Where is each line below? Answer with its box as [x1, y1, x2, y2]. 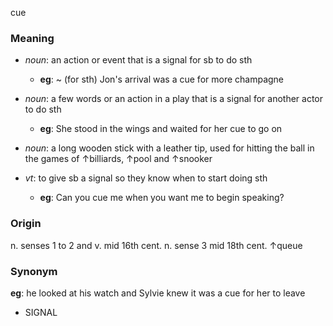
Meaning [10, 31, 55, 45]
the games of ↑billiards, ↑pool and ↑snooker [24, 153, 213, 165]
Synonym [10, 264, 58, 278]
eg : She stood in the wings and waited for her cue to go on [39, 123, 283, 135]
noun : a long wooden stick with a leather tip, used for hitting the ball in [24, 142, 315, 154]
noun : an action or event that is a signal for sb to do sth [24, 54, 253, 66]
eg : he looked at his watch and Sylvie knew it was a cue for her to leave [10, 287, 306, 299]
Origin [10, 217, 42, 231]
